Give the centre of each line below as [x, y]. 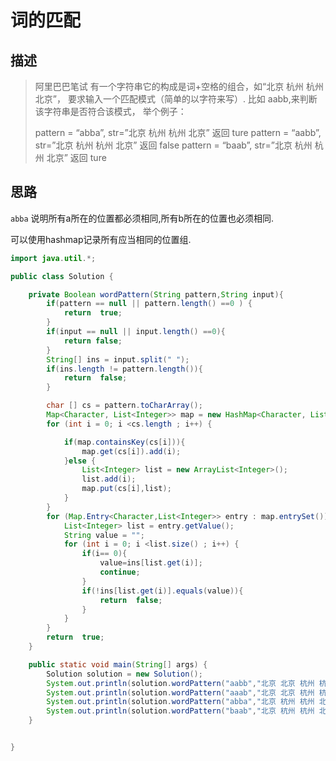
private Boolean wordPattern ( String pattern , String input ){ [156, 294]
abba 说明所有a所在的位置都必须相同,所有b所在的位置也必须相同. [142, 218]
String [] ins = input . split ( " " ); [118, 359]
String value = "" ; [104, 535]
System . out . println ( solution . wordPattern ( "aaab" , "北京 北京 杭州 [180, 692]
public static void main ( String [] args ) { [118, 664]
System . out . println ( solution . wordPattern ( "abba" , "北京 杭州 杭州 [180, 702]
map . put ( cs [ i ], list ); [126, 489]
